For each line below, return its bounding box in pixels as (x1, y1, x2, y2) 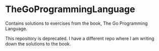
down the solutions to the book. (5, 40, 71, 46)
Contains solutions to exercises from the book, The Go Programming (5, 20, 148, 26)
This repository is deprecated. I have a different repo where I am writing (5, 35, 155, 41)
